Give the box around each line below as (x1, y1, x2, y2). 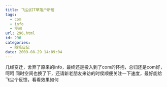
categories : (5, 40, 30, 45)
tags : (5, 12, 17, 17)
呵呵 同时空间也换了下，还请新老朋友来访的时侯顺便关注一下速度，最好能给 (5, 70, 162, 76)
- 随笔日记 (10, 45, 30, 50)
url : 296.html (5, 31, 36, 36)
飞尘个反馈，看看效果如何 (5, 76, 59, 82)
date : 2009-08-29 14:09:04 (5, 49, 62, 54)
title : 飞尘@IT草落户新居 (5, 7, 55, 13)
